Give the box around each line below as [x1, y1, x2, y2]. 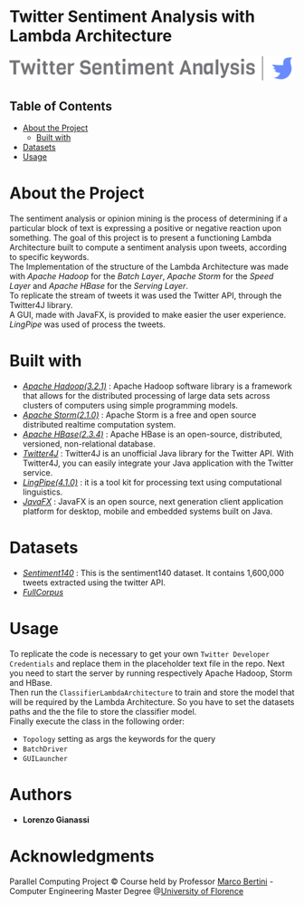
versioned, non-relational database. [22, 438, 156, 449]
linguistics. [22, 486, 63, 497]
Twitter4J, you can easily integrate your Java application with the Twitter [22, 457, 294, 468]
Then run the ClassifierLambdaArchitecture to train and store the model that [9, 687, 295, 698]
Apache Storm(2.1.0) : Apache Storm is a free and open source [22, 409, 257, 420]
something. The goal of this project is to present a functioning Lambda [9, 233, 272, 243]
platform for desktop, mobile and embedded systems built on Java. [22, 505, 273, 516]
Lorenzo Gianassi [22, 814, 90, 825]
